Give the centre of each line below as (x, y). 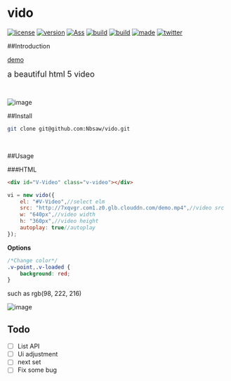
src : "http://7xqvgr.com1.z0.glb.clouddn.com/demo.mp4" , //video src (122, 208)
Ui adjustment (38, 354)
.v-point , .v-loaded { (39, 267)
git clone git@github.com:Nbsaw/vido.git (69, 129)
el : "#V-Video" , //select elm (62, 202)
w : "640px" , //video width (58, 215)
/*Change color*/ (33, 260)
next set (29, 362)
